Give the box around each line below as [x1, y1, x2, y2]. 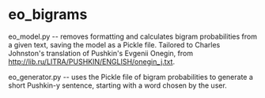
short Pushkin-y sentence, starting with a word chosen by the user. [8, 81, 227, 90]
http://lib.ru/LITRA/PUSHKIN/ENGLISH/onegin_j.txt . [8, 57, 176, 66]
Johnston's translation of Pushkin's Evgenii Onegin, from [8, 48, 194, 58]
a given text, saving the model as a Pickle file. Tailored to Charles [8, 40, 221, 49]
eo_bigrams [8, 6, 88, 24]
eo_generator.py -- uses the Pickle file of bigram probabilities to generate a [8, 72, 253, 81]
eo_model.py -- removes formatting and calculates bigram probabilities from [8, 32, 257, 41]
